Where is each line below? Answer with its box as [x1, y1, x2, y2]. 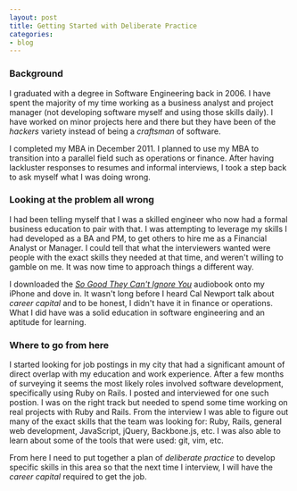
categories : [9, 29, 54, 38]
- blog [9, 37, 34, 47]
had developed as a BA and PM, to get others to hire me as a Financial [9, 233, 268, 244]
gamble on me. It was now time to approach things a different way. [9, 261, 254, 272]
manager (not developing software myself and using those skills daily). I [9, 106, 274, 117]
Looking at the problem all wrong [9, 194, 154, 206]
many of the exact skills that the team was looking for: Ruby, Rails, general [9, 416, 283, 427]
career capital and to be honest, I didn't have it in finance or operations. [9, 297, 274, 308]
